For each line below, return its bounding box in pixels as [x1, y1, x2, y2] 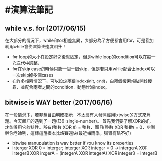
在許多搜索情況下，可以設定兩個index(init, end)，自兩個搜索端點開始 [12, 78, 148, 84]
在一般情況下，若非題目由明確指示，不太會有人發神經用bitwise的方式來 [5, 112, 147, 118]
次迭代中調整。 [12, 60, 42, 65]
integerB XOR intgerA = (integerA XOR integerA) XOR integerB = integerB [12, 150, 158, 156]
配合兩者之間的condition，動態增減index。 [25, 84, 110, 90]
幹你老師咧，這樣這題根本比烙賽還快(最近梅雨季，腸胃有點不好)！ [5, 130, 135, 136]
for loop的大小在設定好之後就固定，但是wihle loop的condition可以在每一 [12, 54, 156, 60]
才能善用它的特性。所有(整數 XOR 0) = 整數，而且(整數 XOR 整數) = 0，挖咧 [5, 124, 155, 130]
